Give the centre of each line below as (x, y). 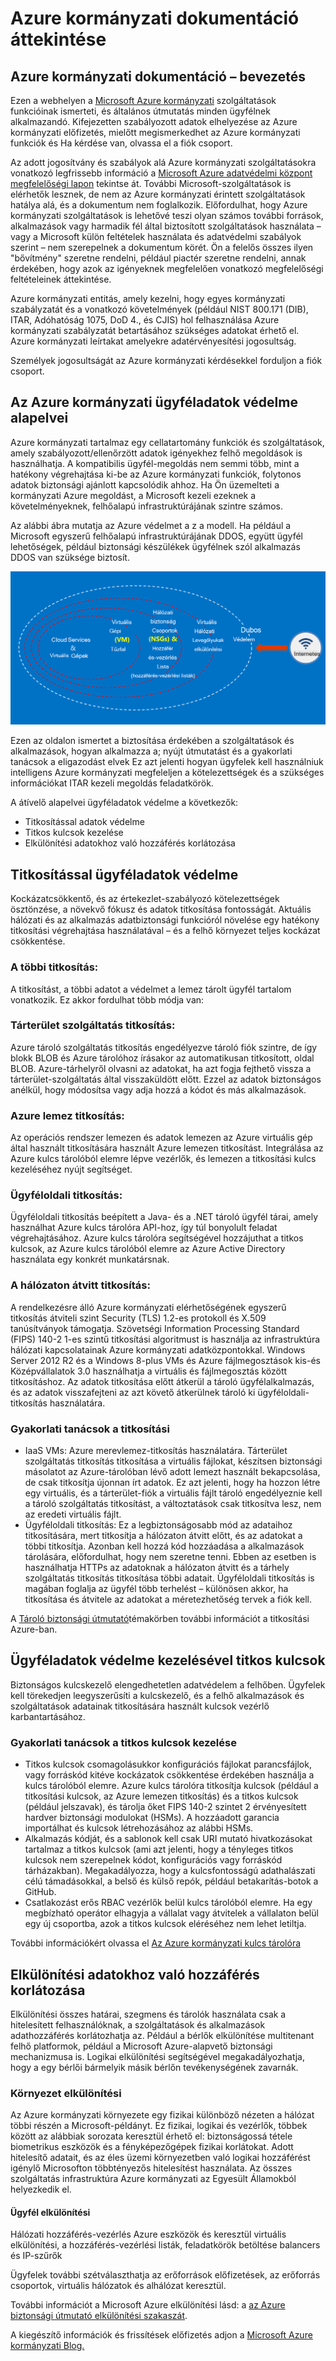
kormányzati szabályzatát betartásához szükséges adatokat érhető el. (155, 330)
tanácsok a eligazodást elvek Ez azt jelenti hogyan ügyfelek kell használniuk (167, 762)
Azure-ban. (34, 1629)
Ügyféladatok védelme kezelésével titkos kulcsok (168, 1660)
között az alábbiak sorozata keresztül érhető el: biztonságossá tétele (151, 2136)
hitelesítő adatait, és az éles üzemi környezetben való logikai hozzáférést (160, 2158)
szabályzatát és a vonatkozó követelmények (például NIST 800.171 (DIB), (159, 309)
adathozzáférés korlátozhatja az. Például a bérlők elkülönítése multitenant (162, 2035)
